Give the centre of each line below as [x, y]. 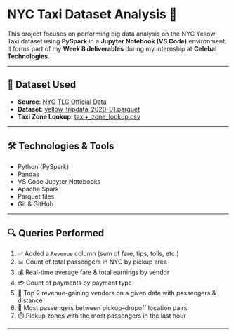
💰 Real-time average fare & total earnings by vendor [93, 272]
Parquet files [36, 196]
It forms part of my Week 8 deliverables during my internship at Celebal [112, 48]
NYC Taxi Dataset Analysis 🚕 [92, 14]
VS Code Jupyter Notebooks [59, 181]
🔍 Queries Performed [56, 233]
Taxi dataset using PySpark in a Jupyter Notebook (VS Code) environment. [117, 41]
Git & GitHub [35, 203]
